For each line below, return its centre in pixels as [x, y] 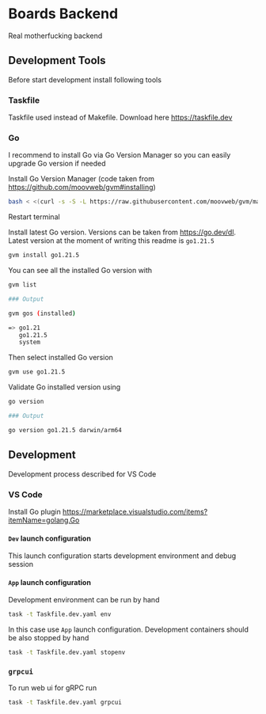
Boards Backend [63, 14]
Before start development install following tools [85, 79]
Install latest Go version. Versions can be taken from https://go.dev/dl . [122, 232]
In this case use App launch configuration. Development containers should [129, 629]
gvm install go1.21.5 [44, 255]
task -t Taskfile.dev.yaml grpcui [65, 703]
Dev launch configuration [49, 538]
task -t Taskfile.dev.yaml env [60, 614]
